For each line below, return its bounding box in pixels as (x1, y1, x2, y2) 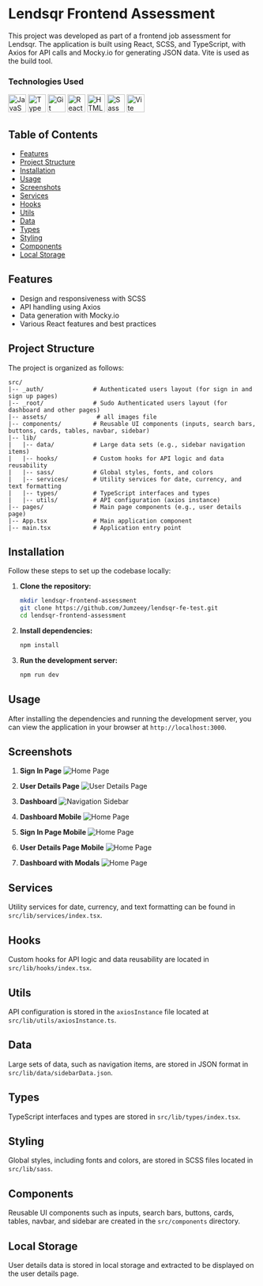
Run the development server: (19, 655, 118, 665)
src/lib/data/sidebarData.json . (8, 1067, 113, 1077)
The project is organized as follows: (8, 363, 125, 372)
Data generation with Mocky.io (19, 310, 120, 320)
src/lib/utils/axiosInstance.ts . (8, 1015, 117, 1025)
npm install (19, 641, 59, 649)
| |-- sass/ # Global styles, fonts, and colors (8, 468, 214, 476)
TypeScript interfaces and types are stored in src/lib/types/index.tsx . (8, 1112, 241, 1121)
